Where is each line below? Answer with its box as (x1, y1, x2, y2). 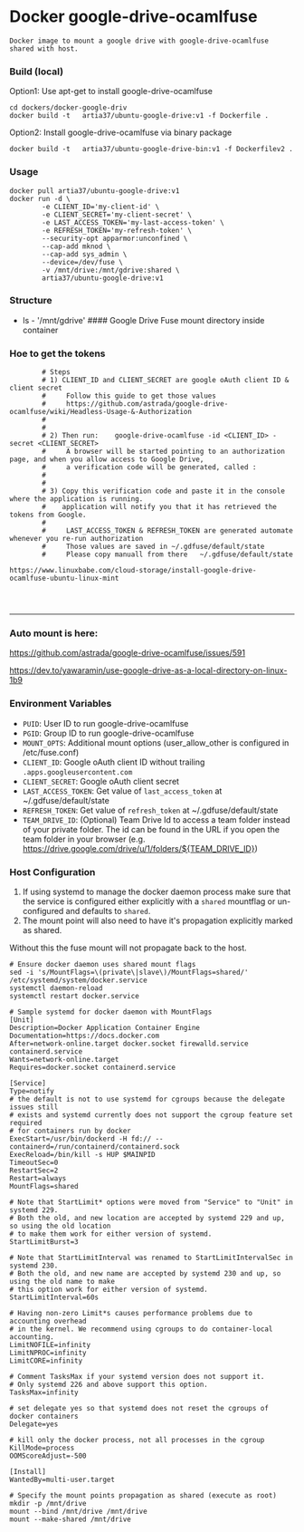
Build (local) (9, 65, 64, 78)
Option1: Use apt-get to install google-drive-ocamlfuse (9, 86, 214, 97)
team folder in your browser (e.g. (22, 833, 146, 844)
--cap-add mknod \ (42, 242, 111, 251)
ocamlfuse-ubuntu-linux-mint (9, 573, 119, 583)
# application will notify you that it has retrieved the (42, 503, 278, 512)
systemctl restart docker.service (9, 992, 140, 1001)
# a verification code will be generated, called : (42, 463, 257, 472)
